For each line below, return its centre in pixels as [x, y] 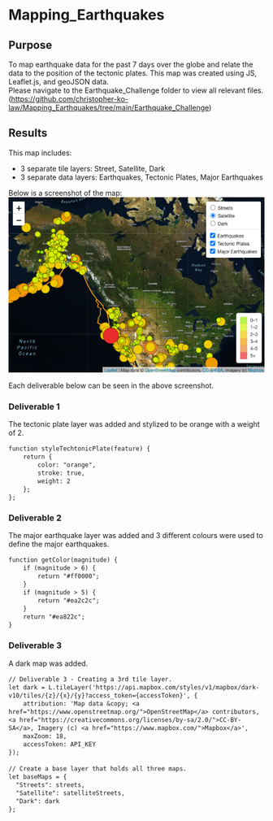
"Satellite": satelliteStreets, [71, 793]
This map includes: [40, 153]
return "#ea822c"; [54, 617]
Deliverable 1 [35, 406]
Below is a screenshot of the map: [65, 193]
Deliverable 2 [35, 518]
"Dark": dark [38, 801]
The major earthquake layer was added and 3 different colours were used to [136, 536]
